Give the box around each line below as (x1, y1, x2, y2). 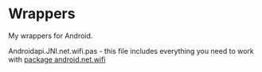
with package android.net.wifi (8, 55, 106, 64)
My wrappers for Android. (8, 31, 93, 40)
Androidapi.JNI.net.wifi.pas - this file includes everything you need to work (8, 46, 255, 55)
